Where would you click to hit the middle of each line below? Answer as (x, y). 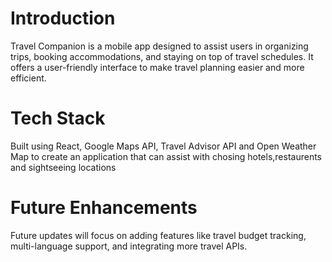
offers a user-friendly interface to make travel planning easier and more (157, 67)
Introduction (63, 18)
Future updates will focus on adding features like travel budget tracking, (158, 235)
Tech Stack (58, 118)
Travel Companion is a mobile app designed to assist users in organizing (159, 46)
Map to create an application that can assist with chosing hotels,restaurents (166, 156)
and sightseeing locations (63, 167)
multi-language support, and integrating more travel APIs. (129, 246)
